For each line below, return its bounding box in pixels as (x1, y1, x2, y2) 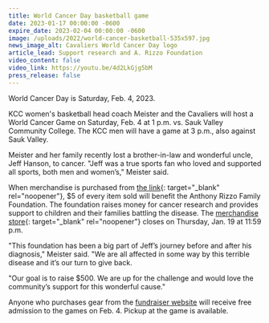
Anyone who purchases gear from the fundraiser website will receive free (8, 297, 252, 307)
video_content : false (8, 57, 81, 65)
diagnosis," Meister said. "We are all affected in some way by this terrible (8, 249, 251, 259)
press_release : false (8, 71, 81, 79)
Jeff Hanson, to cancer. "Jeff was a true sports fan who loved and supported (8, 158, 262, 168)
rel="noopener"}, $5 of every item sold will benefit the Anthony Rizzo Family (8, 191, 261, 200)
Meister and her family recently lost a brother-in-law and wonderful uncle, (8, 150, 253, 159)
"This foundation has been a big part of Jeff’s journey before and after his (8, 240, 252, 250)
